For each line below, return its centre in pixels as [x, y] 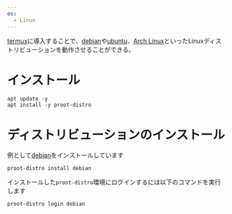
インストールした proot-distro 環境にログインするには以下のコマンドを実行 [114, 182]
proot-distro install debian [49, 168]
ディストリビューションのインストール [116, 134]
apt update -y [28, 99]
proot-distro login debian [46, 204]
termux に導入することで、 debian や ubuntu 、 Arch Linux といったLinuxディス [115, 41]
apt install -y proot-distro [49, 105]
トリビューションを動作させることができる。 [71, 49]
